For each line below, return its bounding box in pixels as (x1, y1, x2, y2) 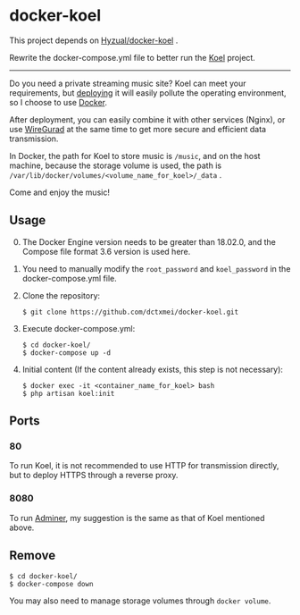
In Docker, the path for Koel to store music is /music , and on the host (9, 150, 261, 161)
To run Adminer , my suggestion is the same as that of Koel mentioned (9, 512, 265, 523)
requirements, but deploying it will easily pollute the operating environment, (9, 87, 287, 98)
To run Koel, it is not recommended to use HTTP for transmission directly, (9, 460, 279, 471)
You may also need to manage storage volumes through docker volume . (9, 595, 271, 606)
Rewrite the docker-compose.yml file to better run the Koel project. (9, 52, 256, 63)
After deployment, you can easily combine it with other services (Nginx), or (9, 114, 286, 125)
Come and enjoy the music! (9, 187, 110, 198)
